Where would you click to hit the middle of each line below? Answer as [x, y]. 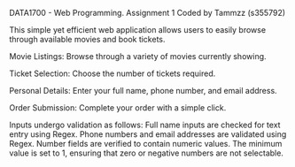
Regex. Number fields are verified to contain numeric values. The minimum [146, 144]
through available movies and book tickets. [87, 39]
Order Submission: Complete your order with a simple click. [118, 108]
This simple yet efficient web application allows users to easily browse [138, 30]
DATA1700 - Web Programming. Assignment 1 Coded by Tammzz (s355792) [147, 13]
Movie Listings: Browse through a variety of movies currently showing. [138, 56]
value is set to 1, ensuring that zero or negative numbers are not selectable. [146, 153]
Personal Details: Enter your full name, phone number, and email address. [143, 91]
